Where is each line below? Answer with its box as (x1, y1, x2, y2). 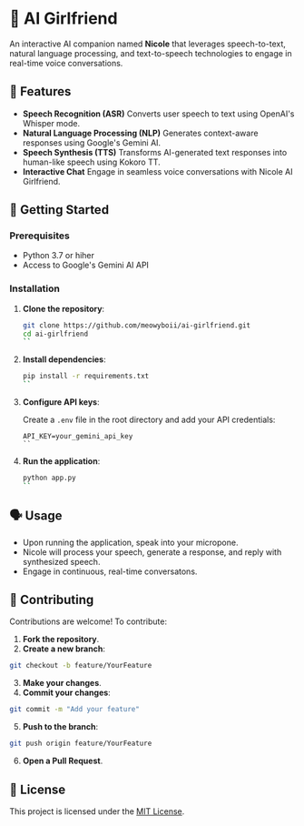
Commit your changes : (22, 687, 111, 699)
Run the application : (22, 456, 101, 467)
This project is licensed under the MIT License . (9, 805, 185, 817)
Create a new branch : (22, 643, 106, 654)
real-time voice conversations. (9, 57, 123, 68)
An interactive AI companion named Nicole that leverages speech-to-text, (9, 38, 286, 49)
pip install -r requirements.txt (22, 372, 150, 381)
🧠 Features (9, 84, 72, 99)
